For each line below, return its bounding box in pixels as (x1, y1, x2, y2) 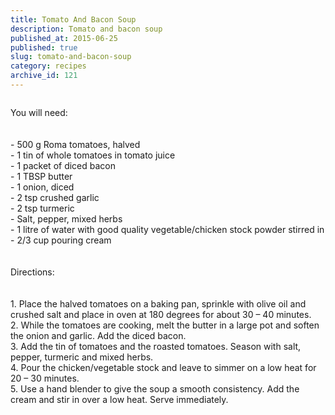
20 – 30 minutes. (10, 372, 80, 384)
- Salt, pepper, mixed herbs (10, 212, 123, 225)
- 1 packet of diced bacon (10, 159, 117, 171)
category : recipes (10, 61, 87, 71)
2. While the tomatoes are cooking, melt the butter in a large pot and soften (10, 319, 320, 331)
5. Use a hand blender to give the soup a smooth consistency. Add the (10, 382, 300, 395)
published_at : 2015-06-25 (10, 33, 118, 43)
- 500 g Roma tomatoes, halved (10, 138, 141, 150)
